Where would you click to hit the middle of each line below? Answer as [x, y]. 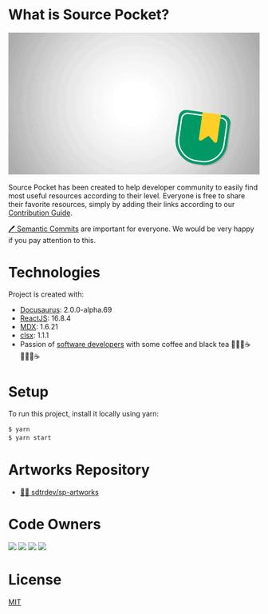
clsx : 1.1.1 [34, 335]
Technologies [55, 272]
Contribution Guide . [41, 213]
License [35, 580]
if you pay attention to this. [52, 240]
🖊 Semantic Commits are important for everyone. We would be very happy [131, 229]
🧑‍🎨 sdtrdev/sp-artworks [59, 492]
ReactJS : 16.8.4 [45, 318]
